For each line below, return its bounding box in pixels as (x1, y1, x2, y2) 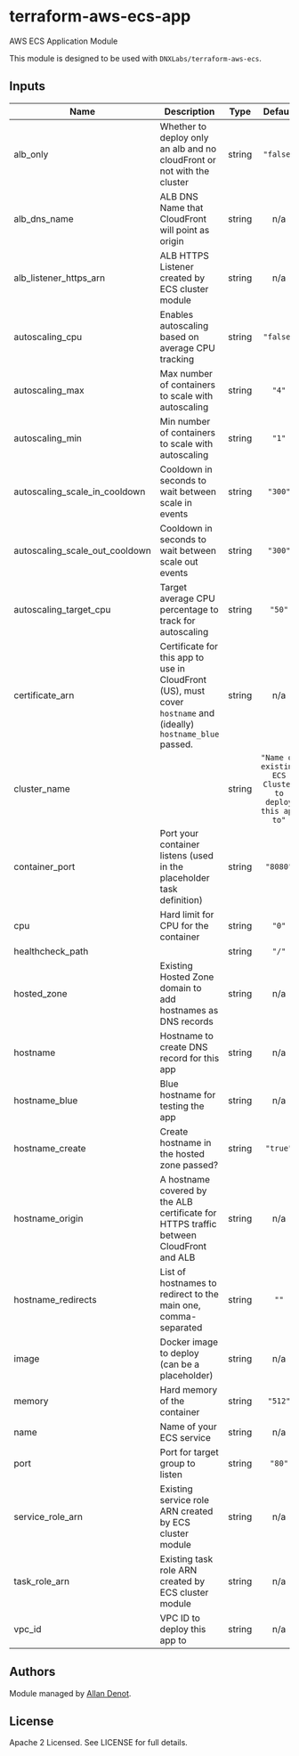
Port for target (159, 1445, 220, 1458)
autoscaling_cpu (13, 330, 83, 343)
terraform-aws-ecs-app (9, 6, 191, 27)
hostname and (159, 706, 215, 719)
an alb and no (159, 142, 217, 155)
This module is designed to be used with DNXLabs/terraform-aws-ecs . (9, 53, 263, 63)
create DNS (159, 1040, 208, 1053)
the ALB (159, 1195, 193, 1207)
